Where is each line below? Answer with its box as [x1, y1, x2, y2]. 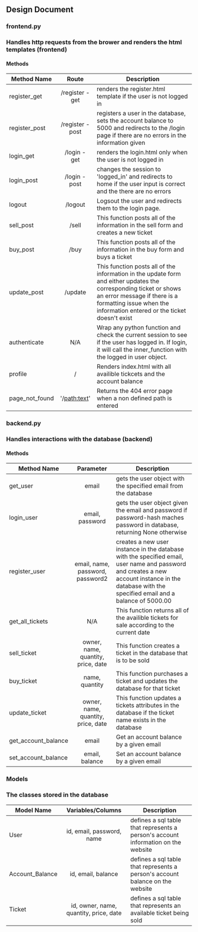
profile [9, 370, 28, 378]
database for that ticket [115, 685, 181, 693]
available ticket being [130, 908, 189, 917]
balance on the [130, 877, 172, 885]
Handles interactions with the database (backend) [6, 435, 153, 444]
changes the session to [96, 165, 161, 173]
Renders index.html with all [96, 362, 171, 371]
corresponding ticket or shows [96, 285, 181, 293]
